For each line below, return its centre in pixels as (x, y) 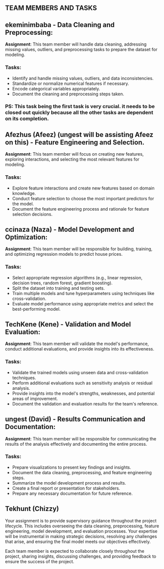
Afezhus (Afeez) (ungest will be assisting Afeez (79, 135)
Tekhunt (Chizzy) (32, 509)
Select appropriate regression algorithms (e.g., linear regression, (77, 277)
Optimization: (26, 237)
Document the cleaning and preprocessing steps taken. (68, 94)
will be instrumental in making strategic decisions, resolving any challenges (81, 536)
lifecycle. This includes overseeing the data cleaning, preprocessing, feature (82, 526)
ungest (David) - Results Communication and (75, 419)
